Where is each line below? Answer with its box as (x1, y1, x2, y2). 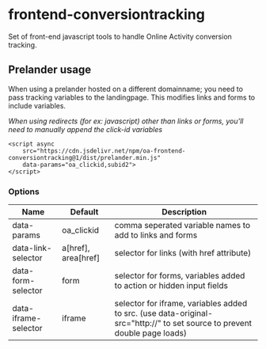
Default (70, 207, 99, 218)
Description (161, 207, 207, 218)
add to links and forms (114, 230, 198, 241)
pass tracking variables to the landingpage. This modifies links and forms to (8, 93, 256, 102)
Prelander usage (8, 63, 92, 77)
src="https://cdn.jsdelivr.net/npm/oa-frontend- (22, 146, 186, 155)
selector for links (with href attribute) (114, 248, 252, 259)
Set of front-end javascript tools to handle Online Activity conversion (8, 32, 232, 41)
